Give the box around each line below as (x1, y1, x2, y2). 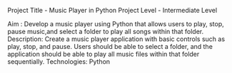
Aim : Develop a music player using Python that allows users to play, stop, (7, 20, 224, 28)
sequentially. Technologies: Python (7, 57, 111, 66)
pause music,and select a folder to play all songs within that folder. (7, 28, 204, 35)
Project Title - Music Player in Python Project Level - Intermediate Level (7, 6, 218, 14)
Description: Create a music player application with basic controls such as (7, 35, 226, 43)
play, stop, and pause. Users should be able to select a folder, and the (7, 43, 213, 50)
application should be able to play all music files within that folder (7, 50, 200, 58)
